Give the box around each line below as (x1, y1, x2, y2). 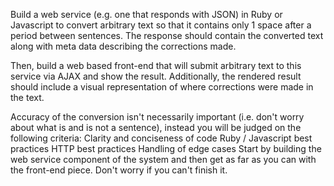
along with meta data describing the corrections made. (10, 40, 237, 52)
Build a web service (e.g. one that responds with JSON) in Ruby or (10, 9, 283, 20)
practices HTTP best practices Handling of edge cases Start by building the (10, 143, 322, 154)
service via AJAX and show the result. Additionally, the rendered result (10, 70, 302, 82)
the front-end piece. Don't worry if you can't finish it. (10, 164, 228, 176)
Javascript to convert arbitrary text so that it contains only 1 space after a (10, 19, 312, 31)
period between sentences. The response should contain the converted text (10, 30, 324, 41)
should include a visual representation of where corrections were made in (10, 81, 314, 93)
